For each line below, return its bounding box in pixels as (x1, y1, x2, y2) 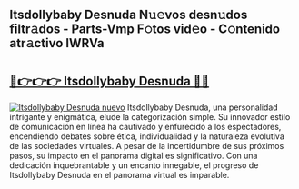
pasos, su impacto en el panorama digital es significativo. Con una (9, 150, 258, 161)
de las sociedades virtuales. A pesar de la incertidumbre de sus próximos (9, 141, 284, 151)
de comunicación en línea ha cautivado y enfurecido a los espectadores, (9, 122, 282, 132)
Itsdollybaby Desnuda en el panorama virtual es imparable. (9, 170, 230, 180)
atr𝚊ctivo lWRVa (9, 35, 105, 51)
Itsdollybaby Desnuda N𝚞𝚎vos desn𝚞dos (9, 7, 248, 23)
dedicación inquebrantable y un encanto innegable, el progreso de (9, 160, 259, 171)
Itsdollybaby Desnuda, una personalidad (126, 102, 279, 113)
